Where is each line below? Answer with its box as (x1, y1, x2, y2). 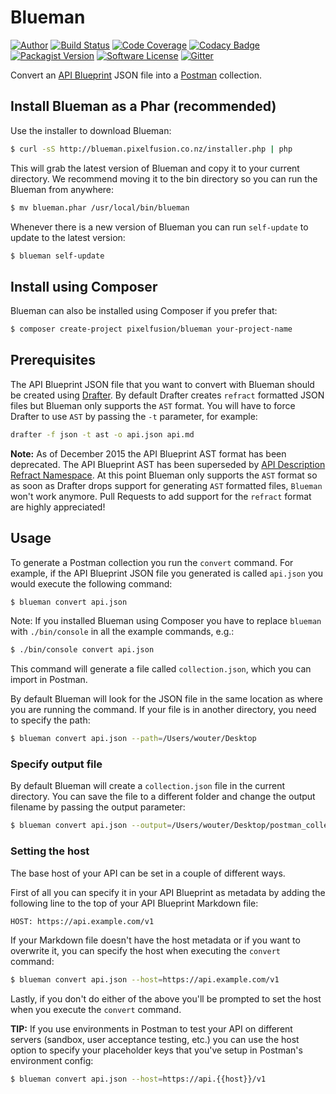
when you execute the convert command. (10, 1003, 182, 1015)
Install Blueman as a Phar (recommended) (10, 98, 277, 115)
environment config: (10, 1054, 94, 1066)
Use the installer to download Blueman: (10, 124, 172, 136)
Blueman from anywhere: (10, 183, 115, 195)
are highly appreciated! (10, 501, 106, 513)
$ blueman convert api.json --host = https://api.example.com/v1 (10, 974, 280, 985)
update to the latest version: (10, 231, 126, 243)
